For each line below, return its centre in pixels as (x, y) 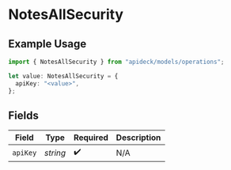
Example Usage (47, 44)
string (55, 153)
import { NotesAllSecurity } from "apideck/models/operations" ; (116, 62)
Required (91, 138)
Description (138, 138)
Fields (24, 115)
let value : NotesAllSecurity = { (63, 76)
